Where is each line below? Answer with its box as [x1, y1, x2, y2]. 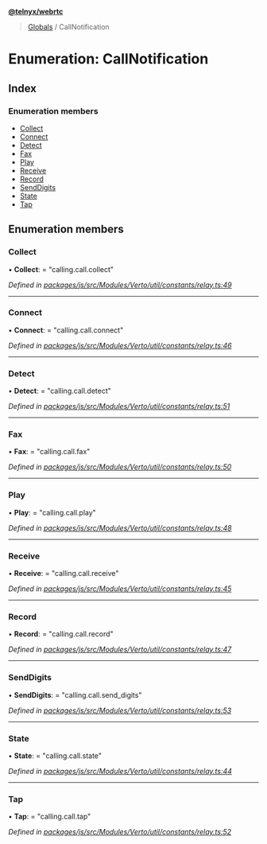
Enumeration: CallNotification [8, 50, 209, 68]
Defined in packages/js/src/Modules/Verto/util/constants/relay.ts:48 [8, 523, 232, 532]
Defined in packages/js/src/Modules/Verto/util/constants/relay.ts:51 [8, 402, 230, 411]
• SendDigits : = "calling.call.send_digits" [8, 690, 142, 699]
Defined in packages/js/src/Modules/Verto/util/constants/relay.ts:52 [8, 827, 232, 837]
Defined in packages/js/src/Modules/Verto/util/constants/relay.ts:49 [8, 280, 232, 290]
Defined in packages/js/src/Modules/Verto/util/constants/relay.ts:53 [8, 706, 232, 715]
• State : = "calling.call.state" [8, 751, 102, 760]
